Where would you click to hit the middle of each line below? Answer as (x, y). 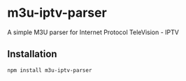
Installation (32, 54)
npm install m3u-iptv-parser (50, 70)
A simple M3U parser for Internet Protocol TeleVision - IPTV (93, 32)
